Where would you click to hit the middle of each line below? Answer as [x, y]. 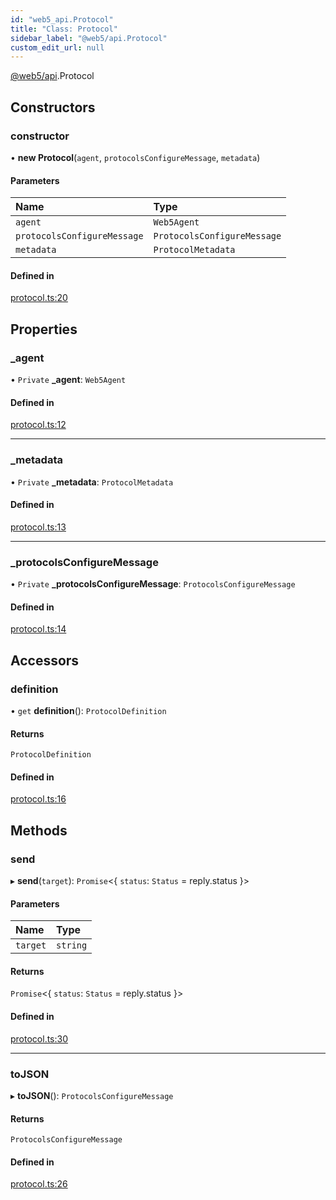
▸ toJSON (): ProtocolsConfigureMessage [92, 1095]
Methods [39, 830]
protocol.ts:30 [39, 1038]
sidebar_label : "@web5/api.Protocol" [89, 38]
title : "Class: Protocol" [64, 29]
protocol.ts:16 [38, 799]
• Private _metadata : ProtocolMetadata [92, 482]
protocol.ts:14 [38, 629]
